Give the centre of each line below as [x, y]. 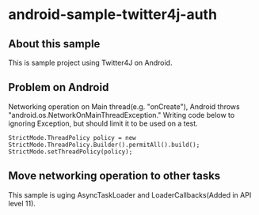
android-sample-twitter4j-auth [113, 15]
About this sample [54, 44]
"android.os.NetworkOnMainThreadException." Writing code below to [122, 115]
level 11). [22, 203]
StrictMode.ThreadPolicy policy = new [72, 138]
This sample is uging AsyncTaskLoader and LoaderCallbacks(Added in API [130, 194]
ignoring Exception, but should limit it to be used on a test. [103, 123]
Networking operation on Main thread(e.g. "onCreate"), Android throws [124, 106]
